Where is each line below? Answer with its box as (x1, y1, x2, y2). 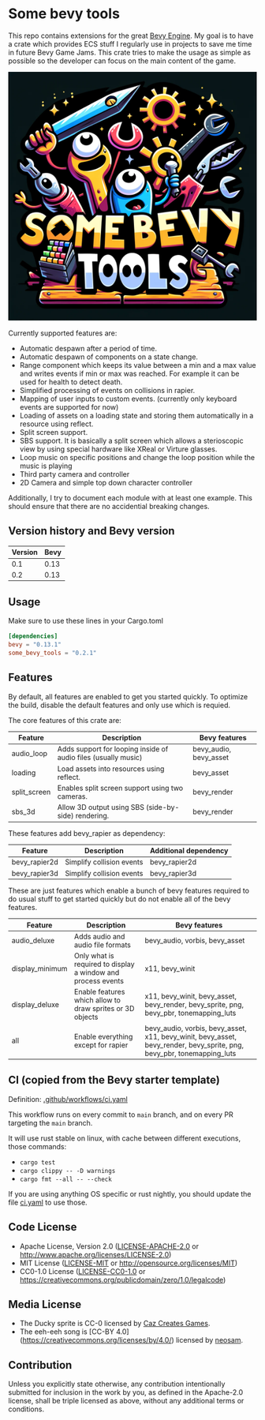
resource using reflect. (19, 419, 94, 429)
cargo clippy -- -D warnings (19, 1167, 116, 1175)
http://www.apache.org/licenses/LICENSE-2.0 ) (19, 1250, 172, 1259)
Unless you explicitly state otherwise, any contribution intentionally (8, 1379, 226, 1389)
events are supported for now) (19, 402, 119, 411)
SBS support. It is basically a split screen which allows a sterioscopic (19, 436, 244, 445)
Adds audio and (73, 931, 125, 941)
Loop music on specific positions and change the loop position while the (19, 452, 255, 462)
